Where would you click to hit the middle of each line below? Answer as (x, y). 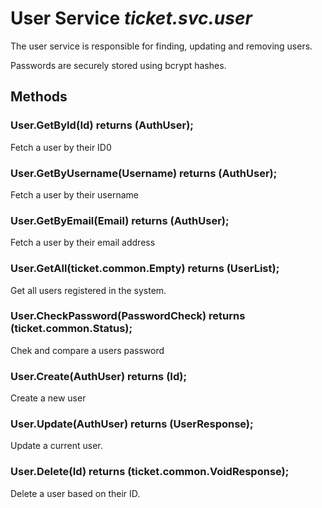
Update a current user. (56, 446)
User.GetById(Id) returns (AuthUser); (102, 125)
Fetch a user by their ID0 (61, 147)
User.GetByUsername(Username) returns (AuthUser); (144, 173)
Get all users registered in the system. (88, 290)
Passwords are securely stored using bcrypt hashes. (118, 65)
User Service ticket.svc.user (131, 18)
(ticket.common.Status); (71, 329)
